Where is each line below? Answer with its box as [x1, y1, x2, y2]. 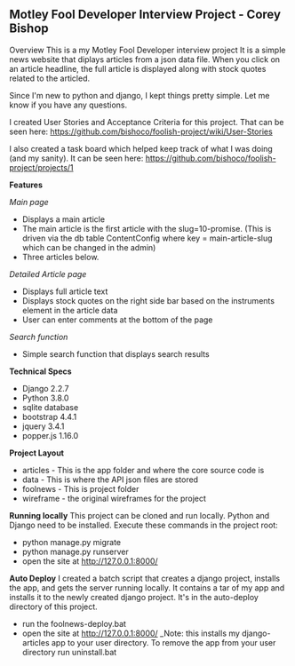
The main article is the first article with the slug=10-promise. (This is [21, 223, 272, 234]
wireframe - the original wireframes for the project [21, 493, 207, 503]
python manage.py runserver [21, 546, 129, 557]
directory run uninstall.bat [21, 646, 117, 657]
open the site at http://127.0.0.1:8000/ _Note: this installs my [21, 628, 240, 638]
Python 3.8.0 [21, 392, 69, 403]
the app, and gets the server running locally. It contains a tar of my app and [9, 582, 285, 593]
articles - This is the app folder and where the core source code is [21, 464, 265, 475]
